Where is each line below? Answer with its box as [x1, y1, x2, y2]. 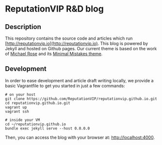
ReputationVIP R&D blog [5, 3, 104, 14]
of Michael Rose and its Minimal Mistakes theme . [5, 51, 103, 57]
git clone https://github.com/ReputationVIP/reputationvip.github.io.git [5, 96, 158, 101]
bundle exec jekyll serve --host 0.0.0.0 [5, 126, 90, 131]
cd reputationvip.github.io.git [5, 101, 70, 105]
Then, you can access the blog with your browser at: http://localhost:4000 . [5, 134, 155, 140]
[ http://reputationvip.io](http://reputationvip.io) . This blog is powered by [5, 41, 148, 46]
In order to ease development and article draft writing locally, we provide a [5, 77, 154, 83]
